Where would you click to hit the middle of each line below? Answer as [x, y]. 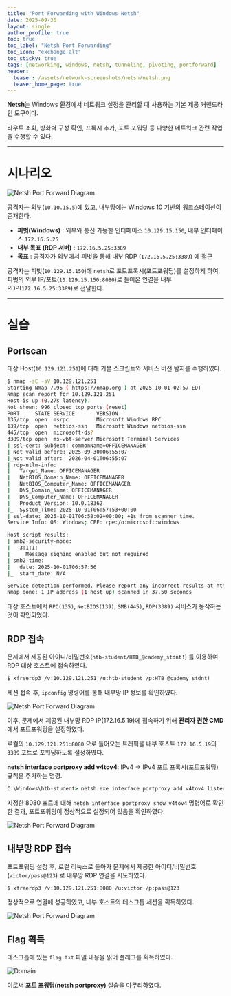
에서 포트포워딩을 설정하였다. [46, 729]
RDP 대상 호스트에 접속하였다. [47, 665]
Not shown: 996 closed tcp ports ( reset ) [67, 407]
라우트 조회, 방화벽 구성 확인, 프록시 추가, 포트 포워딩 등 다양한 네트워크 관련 [109, 128]
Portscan [27, 351]
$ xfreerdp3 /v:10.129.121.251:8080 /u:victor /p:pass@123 [93, 888]
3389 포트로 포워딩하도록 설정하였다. [56, 752]
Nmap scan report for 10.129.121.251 [61, 394]
